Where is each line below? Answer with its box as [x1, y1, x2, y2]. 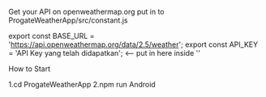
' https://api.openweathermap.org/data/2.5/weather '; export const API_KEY [8, 40, 258, 49]
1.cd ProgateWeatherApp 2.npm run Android [8, 80, 156, 89]
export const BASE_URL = [8, 32, 95, 40]
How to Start [8, 64, 51, 74]
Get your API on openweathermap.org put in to [8, 7, 165, 16]
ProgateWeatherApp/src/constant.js [8, 15, 128, 25]
